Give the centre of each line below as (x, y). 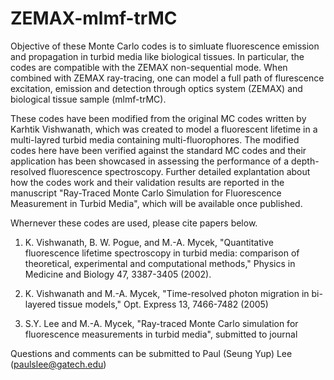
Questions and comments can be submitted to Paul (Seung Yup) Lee (151, 353)
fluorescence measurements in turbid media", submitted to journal (161, 334)
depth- (305, 161)
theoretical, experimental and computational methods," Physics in (160, 263)
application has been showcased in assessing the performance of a (150, 161)
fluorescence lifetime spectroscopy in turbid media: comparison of (162, 253)
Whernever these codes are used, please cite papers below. (134, 223)
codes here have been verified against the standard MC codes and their (158, 150)
